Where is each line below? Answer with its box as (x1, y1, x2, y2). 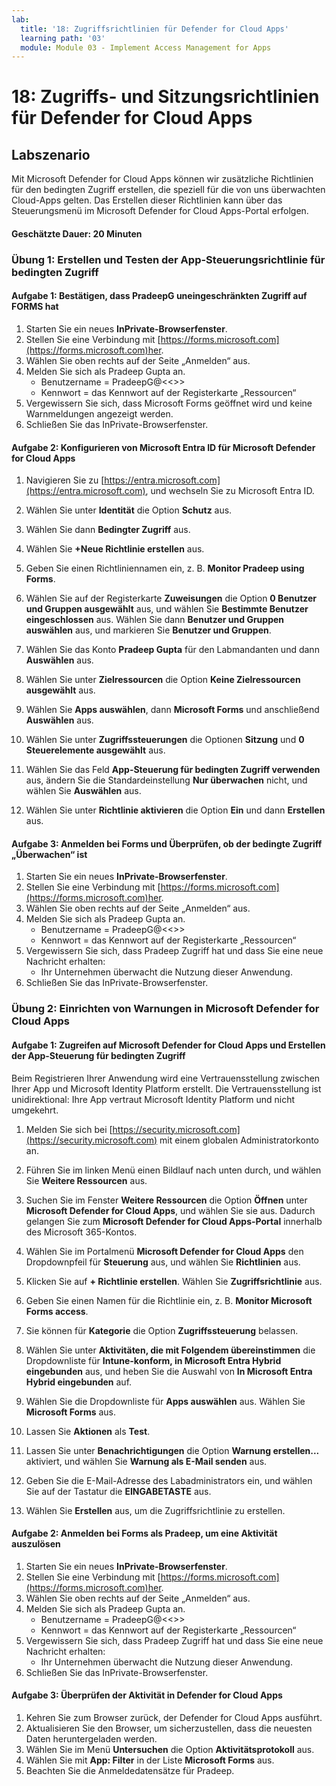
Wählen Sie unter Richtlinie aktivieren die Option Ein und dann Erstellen (25, 804, 326, 816)
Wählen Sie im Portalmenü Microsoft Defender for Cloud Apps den (25, 1245, 304, 1257)
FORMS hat (11, 301, 59, 313)
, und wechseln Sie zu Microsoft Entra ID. (145, 485, 315, 497)
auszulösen (11, 1538, 61, 1550)
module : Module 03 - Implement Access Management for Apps (20, 42, 272, 53)
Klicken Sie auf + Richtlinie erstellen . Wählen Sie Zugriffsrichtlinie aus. (25, 1275, 323, 1287)
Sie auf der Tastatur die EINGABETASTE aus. (25, 1485, 212, 1497)
